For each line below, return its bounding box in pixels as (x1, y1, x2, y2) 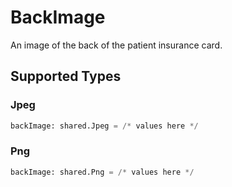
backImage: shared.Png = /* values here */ (10, 167, 195, 177)
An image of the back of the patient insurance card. (10, 39, 223, 51)
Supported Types (10, 68, 122, 85)
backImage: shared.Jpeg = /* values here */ (10, 121, 199, 131)
